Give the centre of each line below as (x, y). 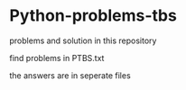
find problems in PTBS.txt (57, 58)
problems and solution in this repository (83, 40)
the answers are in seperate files (70, 75)
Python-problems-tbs (93, 16)
